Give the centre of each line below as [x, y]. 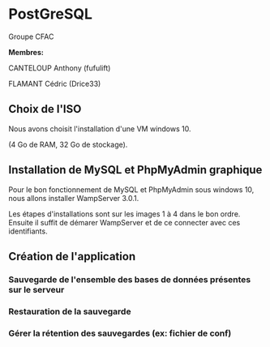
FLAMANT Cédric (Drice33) [55, 84]
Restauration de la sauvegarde [70, 311]
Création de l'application [72, 256]
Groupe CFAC [31, 36]
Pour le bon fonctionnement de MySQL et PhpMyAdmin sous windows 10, [131, 189]
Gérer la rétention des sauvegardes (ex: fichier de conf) [120, 333]
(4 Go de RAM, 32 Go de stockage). [68, 144]
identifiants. [28, 231]
